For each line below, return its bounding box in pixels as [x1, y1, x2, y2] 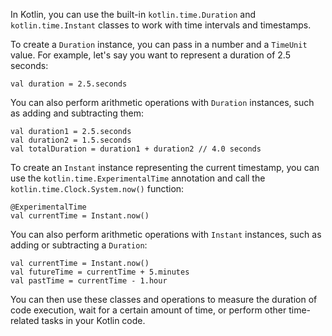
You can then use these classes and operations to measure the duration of [10, 294, 318, 305]
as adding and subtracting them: [10, 107, 145, 119]
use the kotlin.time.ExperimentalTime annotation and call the [10, 172, 266, 184]
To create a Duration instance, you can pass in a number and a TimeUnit [10, 39, 308, 50]
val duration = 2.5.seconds [10, 79, 128, 89]
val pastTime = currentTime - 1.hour [10, 276, 168, 286]
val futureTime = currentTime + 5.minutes [10, 267, 190, 277]
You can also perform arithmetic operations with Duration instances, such [10, 97, 315, 108]
